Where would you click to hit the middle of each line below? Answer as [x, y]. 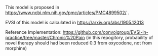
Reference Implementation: [33, 32]
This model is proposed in [32, 7]
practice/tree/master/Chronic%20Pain [45, 38]
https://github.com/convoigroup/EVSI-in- [105, 32]
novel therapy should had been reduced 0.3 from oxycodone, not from [79, 43]
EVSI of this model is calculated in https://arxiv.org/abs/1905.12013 [75, 22]
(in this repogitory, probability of [120, 38]
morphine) [16, 48]
